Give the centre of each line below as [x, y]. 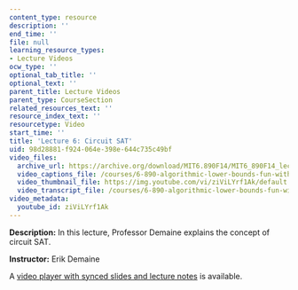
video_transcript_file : [61, 191]
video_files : [33, 157]
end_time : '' [33, 34]
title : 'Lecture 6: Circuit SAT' [71, 141]
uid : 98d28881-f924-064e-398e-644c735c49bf [91, 149]
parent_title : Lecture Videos [65, 91]
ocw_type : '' [33, 67]
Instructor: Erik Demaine [55, 259]
